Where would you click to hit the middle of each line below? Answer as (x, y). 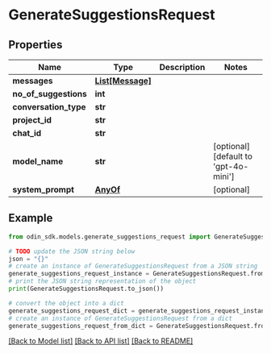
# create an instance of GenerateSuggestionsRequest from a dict (120, 318)
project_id (32, 120)
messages (33, 81)
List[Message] (123, 81)
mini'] (224, 176)
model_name (38, 161)
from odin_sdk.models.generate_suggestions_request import (110, 237)
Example (31, 218)
